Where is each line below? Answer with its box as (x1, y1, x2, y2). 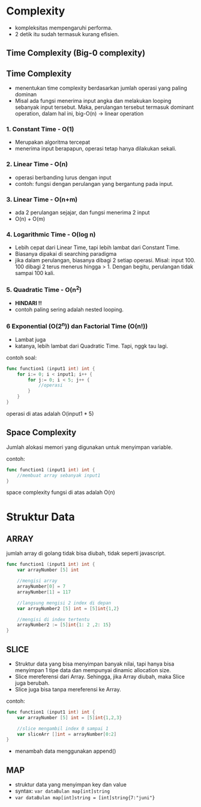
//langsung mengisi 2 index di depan (17, 600, 112, 606)
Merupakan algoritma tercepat (14, 138, 91, 146)
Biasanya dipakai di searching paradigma (14, 250, 117, 258)
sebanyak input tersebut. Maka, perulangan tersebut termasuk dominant (14, 104, 194, 111)
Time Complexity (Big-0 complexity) (6, 48, 146, 58)
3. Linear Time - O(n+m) (6, 195, 78, 203)
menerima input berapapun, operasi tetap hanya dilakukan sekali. (14, 145, 177, 152)
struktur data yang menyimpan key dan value (14, 781, 127, 788)
